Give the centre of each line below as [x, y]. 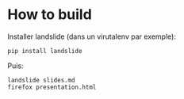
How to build [50, 15]
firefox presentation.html [52, 87]
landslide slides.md [42, 80]
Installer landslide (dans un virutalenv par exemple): [92, 36]
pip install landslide [45, 51]
